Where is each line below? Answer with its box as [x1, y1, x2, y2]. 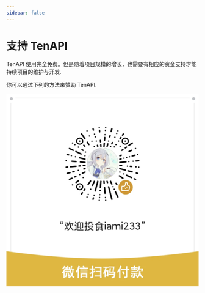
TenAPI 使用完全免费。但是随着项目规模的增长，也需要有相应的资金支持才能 [6, 60, 197, 67]
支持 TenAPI [6, 39, 68, 53]
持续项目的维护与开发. [6, 68, 62, 75]
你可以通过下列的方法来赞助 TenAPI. [6, 81, 97, 88]
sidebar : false [6, 10, 45, 16]
